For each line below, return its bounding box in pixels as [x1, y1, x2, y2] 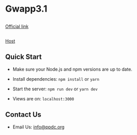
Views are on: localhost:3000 [12, 95, 74, 102]
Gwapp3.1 [5, 3, 48, 15]
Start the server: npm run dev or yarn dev [12, 86, 98, 92]
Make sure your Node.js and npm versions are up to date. [12, 66, 132, 72]
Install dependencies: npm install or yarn [12, 76, 100, 82]
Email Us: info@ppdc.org [12, 124, 65, 130]
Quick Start [5, 53, 42, 61]
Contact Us [5, 110, 41, 119]
